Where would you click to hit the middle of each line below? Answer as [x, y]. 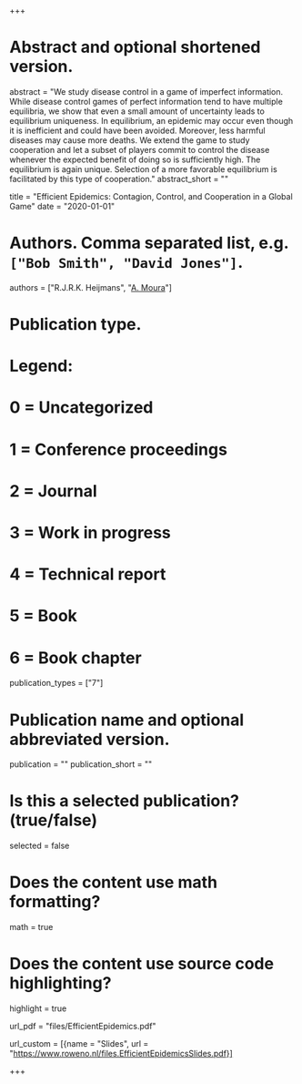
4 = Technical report [88, 574]
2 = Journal [53, 491]
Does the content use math [114, 882]
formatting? [55, 902]
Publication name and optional [127, 720]
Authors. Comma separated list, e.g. [149, 243]
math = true [31, 927]
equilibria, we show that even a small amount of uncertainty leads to [137, 111]
